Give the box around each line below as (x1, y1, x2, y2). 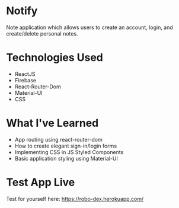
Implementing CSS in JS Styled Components (14, 148, 124, 155)
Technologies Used (6, 51, 104, 65)
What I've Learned (6, 117, 99, 130)
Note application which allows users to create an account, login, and (6, 24, 173, 31)
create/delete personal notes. (6, 30, 78, 37)
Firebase (14, 76, 37, 84)
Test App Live (6, 176, 75, 189)
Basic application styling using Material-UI (14, 155, 119, 162)
